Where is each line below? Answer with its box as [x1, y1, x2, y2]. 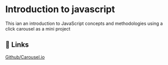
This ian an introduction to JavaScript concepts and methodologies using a [5, 20, 163, 26]
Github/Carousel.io [5, 54, 45, 60]
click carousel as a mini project [5, 25, 70, 31]
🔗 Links [5, 41, 29, 49]
